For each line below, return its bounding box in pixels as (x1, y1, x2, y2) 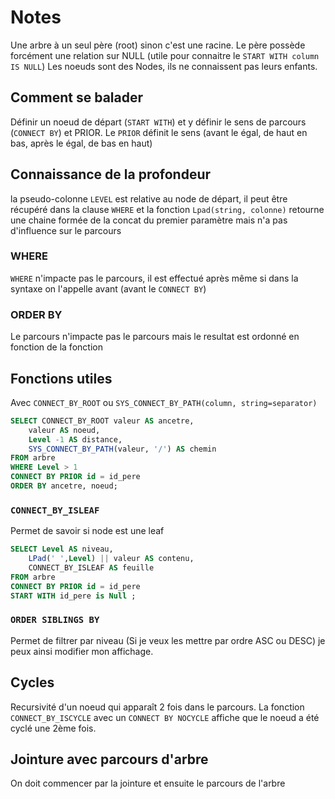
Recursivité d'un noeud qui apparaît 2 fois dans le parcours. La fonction (10, 701, 305, 713)
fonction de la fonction (10, 341, 103, 353)
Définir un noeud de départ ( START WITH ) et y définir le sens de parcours (10, 116, 307, 128)
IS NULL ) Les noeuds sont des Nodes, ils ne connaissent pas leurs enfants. (10, 60, 318, 72)
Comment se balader (10, 89, 144, 106)
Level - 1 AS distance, (28, 434, 123, 445)
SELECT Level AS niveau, (10, 544, 114, 555)
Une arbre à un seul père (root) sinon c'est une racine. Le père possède (10, 39, 306, 51)
